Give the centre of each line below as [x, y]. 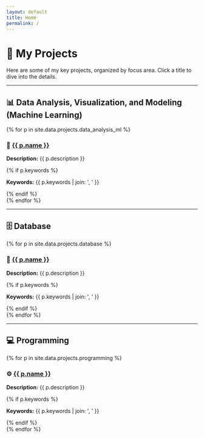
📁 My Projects [42, 53]
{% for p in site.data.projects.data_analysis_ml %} [68, 130]
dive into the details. [32, 77]
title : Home [21, 18]
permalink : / [23, 23]
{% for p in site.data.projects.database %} [59, 244]
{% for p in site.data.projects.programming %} [64, 358]
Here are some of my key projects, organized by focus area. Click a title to [99, 70]
